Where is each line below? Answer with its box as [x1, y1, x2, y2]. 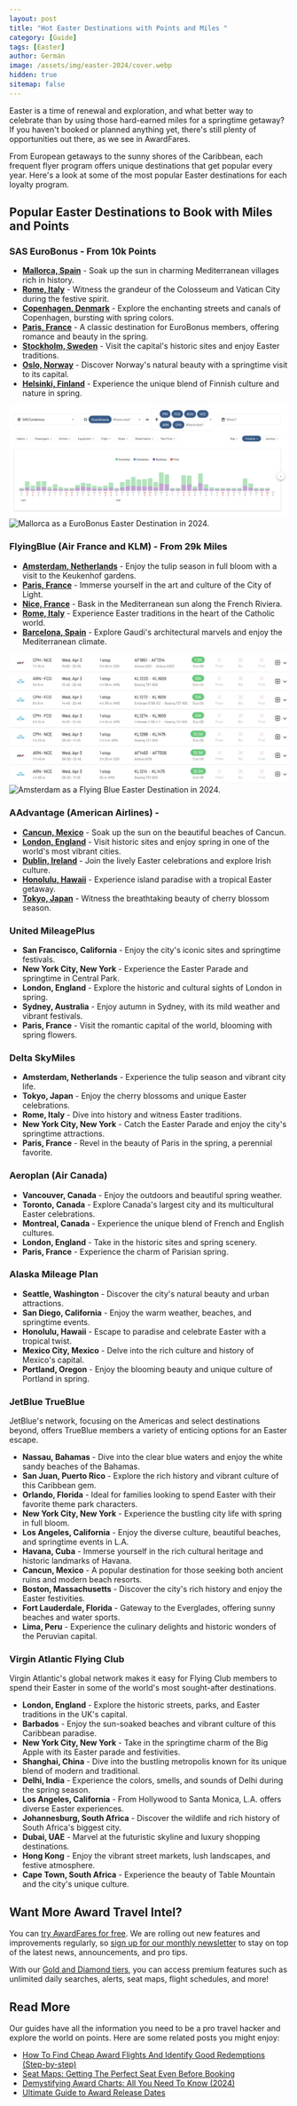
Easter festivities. [21, 1593, 86, 1604]
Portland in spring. [21, 1373, 90, 1384]
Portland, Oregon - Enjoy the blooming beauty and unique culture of [21, 1363, 273, 1375]
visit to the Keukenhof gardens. [21, 570, 137, 580]
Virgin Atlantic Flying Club [9, 1653, 125, 1666]
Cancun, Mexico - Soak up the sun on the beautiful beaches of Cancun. [21, 826, 286, 838]
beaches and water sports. [21, 1612, 121, 1623]
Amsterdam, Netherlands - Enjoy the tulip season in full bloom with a [21, 560, 277, 572]
